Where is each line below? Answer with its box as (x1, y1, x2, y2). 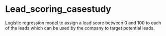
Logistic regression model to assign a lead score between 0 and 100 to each (5, 20, 162, 26)
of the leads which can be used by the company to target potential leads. (5, 25, 155, 31)
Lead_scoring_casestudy (5, 3, 111, 15)
